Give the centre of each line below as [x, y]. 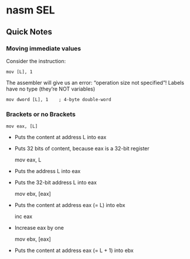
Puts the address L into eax [48, 171]
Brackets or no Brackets [41, 114]
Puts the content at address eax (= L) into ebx [70, 205]
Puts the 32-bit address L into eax [55, 182]
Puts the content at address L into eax [60, 137]
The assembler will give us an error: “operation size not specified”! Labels [95, 82]
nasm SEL [30, 10]
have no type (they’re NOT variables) [51, 89]
